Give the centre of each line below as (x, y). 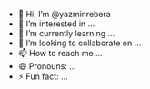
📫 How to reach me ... (60, 53)
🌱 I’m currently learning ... (66, 33)
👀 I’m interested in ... (56, 24)
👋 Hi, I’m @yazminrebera (64, 14)
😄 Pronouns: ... (47, 66)
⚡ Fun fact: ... (43, 76)
